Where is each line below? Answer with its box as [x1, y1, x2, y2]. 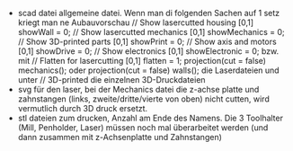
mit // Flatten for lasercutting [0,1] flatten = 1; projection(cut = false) [17, 56, 267, 66]
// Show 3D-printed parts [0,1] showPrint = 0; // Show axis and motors [17, 36, 277, 47]
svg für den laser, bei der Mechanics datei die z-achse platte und [17, 84, 260, 94]
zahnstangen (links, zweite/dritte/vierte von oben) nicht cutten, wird [17, 93, 270, 104]
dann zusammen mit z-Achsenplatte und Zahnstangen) [17, 132, 223, 142]
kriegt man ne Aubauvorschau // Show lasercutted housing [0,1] [17, 17, 254, 28]
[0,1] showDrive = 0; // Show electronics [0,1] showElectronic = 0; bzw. [17, 46, 280, 57]
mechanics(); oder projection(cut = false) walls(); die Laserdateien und [17, 65, 280, 75]
